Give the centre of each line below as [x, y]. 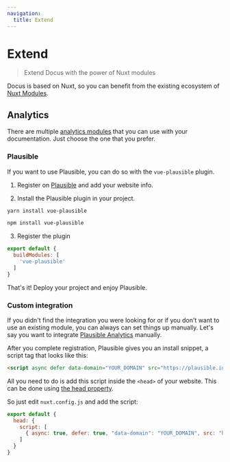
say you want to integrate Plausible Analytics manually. [85, 334]
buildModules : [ [36, 255]
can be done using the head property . [61, 388]
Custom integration [40, 305]
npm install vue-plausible [46, 223]
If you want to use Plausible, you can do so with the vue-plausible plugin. [111, 172]
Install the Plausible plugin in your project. [76, 198]
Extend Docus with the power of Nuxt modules [90, 73]
